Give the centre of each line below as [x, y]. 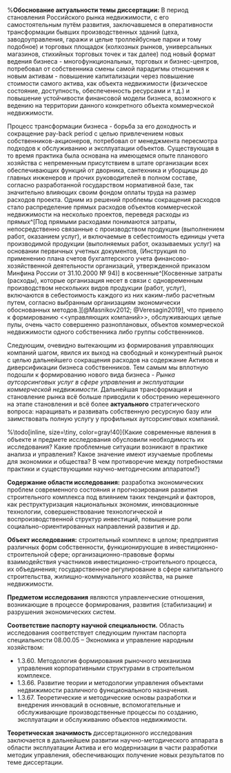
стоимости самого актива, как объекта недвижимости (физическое [108, 83]
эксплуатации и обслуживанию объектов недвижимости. [102, 719]
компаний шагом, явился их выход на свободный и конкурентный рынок [115, 353]
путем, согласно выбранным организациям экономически [94, 302]
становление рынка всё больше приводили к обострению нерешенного [114, 397]
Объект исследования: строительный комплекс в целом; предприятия [113, 540]
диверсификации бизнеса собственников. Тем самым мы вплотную [108, 367]
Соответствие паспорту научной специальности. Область [96, 625]
